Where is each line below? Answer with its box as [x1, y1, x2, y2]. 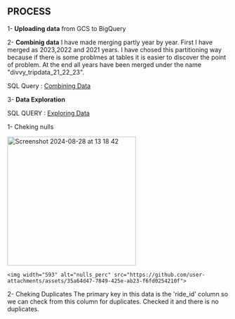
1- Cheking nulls [7, 123, 54, 131]
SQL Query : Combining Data [7, 81, 91, 90]
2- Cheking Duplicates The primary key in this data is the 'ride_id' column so [7, 289, 229, 298]
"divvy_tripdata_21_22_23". [7, 68, 85, 76]
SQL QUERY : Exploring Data [7, 108, 90, 117]
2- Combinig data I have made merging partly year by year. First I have [7, 38, 213, 46]
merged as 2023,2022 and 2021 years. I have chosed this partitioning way [7, 45, 222, 54]
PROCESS [7, 6, 51, 18]
